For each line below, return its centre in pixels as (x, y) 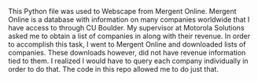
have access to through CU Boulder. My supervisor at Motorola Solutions (127, 28)
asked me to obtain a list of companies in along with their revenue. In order (129, 36)
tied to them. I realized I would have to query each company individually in (129, 61)
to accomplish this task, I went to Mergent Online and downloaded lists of (127, 44)
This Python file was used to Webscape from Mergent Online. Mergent (123, 11)
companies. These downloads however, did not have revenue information (127, 53)
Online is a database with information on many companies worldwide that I (129, 19)
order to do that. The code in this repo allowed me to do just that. (113, 69)
